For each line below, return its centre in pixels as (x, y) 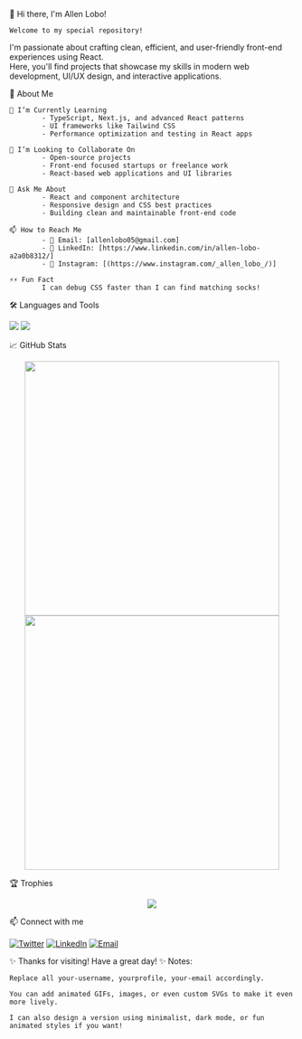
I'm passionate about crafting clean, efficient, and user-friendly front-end (146, 47)
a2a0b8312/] (32, 256)
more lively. (34, 1002)
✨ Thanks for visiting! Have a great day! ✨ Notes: (101, 961)
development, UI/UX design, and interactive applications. (115, 76)
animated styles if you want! (66, 1025)
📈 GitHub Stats (38, 345)
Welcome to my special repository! (76, 31)
